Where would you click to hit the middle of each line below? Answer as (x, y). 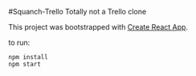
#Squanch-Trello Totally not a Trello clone (78, 12)
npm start (25, 64)
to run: (19, 42)
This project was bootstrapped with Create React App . (98, 27)
